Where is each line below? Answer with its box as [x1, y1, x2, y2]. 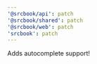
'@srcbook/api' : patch [7, 10, 74, 18]
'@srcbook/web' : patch [7, 23, 74, 30]
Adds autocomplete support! [7, 49, 90, 58]
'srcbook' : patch [7, 30, 58, 37]
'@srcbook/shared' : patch [7, 17, 83, 24]
